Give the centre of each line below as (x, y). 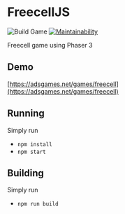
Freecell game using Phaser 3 (50, 45)
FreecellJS (38, 12)
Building (25, 173)
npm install (35, 144)
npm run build (38, 204)
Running (26, 114)
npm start (32, 152)
